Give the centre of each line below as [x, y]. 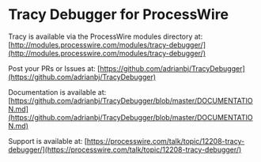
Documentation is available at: [57, 92]
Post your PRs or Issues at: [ [54, 68]
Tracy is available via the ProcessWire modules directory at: [106, 36]
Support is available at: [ [48, 141]
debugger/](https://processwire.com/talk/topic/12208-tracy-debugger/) [125, 149]
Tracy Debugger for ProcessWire [119, 15]
